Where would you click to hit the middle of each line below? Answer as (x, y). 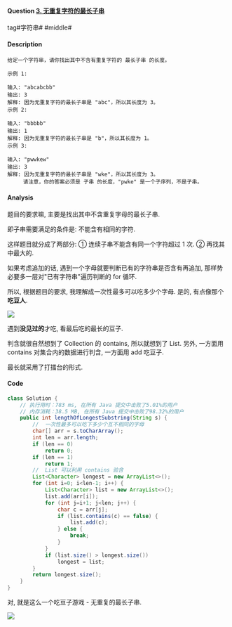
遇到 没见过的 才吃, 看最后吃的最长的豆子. (66, 328)
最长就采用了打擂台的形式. (45, 367)
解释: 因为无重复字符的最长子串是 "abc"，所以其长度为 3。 (83, 103)
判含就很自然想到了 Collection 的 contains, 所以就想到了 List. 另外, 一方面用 (116, 343)
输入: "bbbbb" (27, 124)
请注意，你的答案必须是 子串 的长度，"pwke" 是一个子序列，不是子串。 (113, 182)
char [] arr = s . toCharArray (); (78, 431)
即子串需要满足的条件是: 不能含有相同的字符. (71, 229)
